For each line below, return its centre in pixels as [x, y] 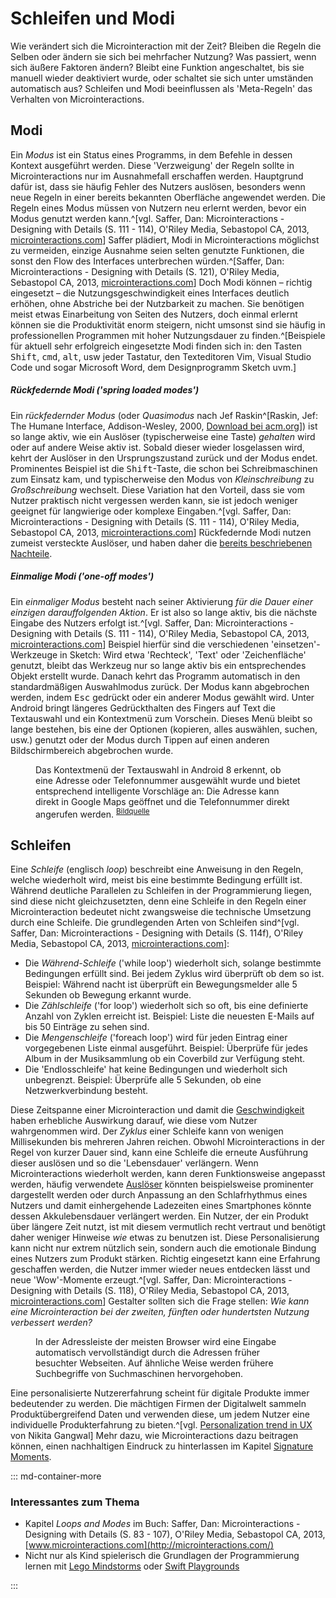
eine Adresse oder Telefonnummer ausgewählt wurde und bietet [168, 780]
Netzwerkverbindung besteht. [86, 1091]
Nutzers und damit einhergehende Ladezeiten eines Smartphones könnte [161, 1206]
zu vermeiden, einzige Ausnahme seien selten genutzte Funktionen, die [157, 250]
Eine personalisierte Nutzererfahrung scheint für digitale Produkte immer [160, 1393]
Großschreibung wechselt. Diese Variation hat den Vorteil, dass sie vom [157, 489]
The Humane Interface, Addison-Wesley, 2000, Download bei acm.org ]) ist [164, 426]
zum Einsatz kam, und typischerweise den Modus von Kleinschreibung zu [162, 479]
